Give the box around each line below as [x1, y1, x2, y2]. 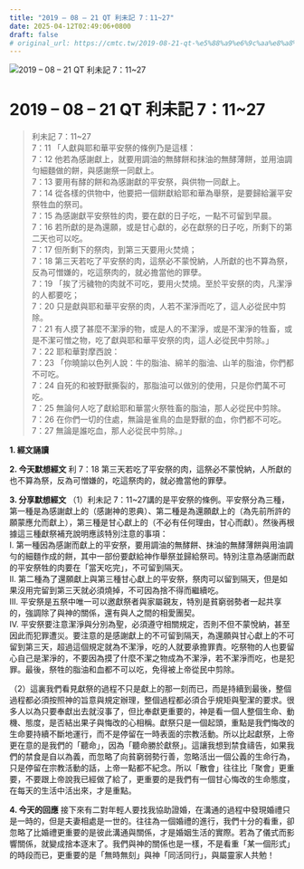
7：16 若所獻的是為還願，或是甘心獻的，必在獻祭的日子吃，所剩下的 [31, 222, 285, 233]
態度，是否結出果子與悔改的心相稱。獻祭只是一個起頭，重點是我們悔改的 [24, 717, 295, 729]
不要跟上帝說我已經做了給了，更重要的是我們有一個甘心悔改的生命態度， [24, 774, 295, 785]
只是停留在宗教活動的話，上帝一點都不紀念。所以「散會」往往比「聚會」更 [9, 762, 287, 774]
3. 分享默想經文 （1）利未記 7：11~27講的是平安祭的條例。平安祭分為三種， [9, 494, 290, 505]
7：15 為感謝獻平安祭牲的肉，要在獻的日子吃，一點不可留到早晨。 [31, 210, 277, 222]
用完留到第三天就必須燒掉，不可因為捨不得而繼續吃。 [24, 585, 223, 596]
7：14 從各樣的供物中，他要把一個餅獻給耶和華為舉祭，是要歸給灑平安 [31, 187, 293, 199]
